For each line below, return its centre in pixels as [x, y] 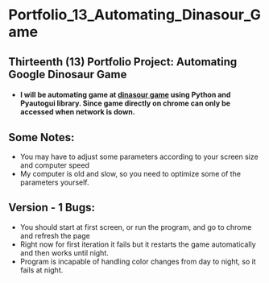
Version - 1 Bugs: [52, 208]
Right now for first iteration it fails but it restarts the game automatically [138, 244]
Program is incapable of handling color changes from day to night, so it [138, 261]
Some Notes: [41, 137]
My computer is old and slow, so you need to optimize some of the [130, 173]
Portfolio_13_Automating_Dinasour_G [135, 15]
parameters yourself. [55, 182]
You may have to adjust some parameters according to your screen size [139, 156]
